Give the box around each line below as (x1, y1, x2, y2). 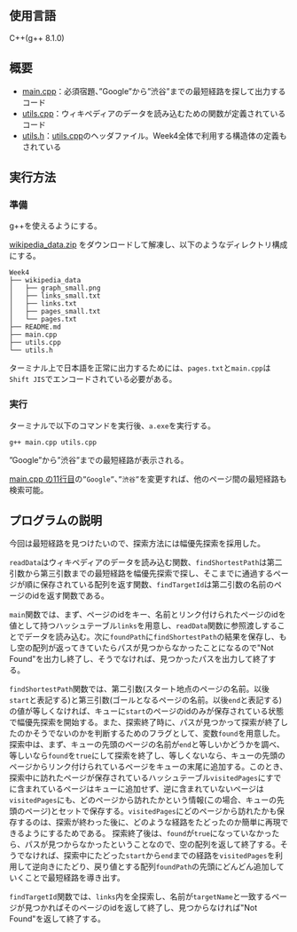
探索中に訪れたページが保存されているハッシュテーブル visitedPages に (9, 772, 266, 784)
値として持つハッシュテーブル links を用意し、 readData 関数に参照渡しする (9, 620, 277, 631)
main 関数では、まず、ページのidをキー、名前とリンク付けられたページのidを (9, 609, 286, 620)
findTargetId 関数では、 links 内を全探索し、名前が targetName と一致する (9, 891, 272, 902)
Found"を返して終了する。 (9, 913, 106, 924)
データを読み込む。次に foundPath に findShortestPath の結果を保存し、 (24, 632, 279, 642)
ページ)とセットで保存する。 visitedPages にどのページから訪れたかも (24, 806, 277, 816)
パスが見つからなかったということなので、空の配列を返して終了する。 (24, 839, 281, 850)
